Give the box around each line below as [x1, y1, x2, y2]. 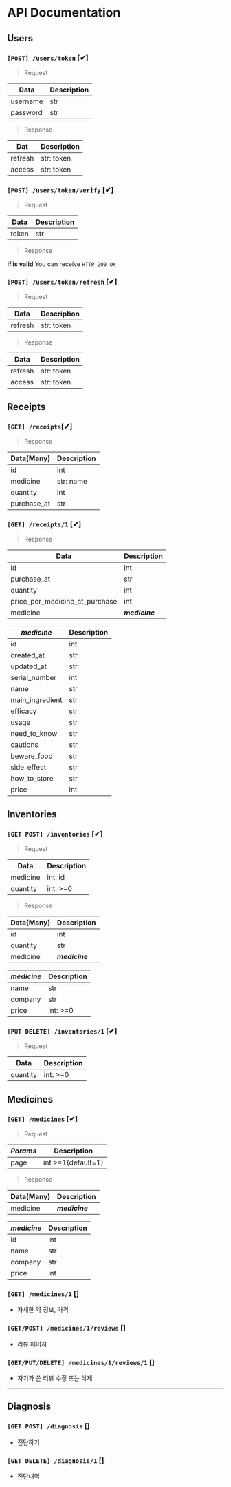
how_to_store [10, 774, 54, 783]
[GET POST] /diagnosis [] [7, 1422, 91, 1431]
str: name [57, 477, 88, 486]
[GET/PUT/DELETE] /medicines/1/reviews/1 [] [7, 1357, 155, 1367]
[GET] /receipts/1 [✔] [7, 520, 82, 529]
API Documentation [7, 5, 121, 21]
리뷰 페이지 [16, 1340, 47, 1348]
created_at [10, 650, 45, 660]
